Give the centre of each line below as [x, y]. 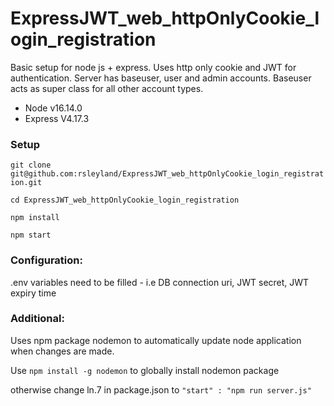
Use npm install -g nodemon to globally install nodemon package [145, 370]
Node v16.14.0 [53, 108]
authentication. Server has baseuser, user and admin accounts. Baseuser [161, 78]
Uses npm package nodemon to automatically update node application [156, 340]
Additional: [37, 319]
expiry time [33, 293]
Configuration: [46, 260]
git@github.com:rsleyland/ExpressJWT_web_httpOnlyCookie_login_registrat [167, 174]
